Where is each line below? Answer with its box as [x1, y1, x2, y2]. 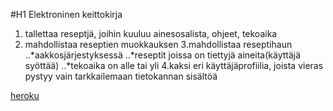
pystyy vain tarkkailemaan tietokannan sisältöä [24, 70, 218, 82]
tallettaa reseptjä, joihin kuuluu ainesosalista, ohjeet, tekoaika [24, 28, 278, 39]
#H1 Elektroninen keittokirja [10, 9, 123, 20]
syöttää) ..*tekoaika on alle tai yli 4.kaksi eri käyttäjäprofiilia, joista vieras [24, 60, 324, 71]
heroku [10, 90, 40, 101]
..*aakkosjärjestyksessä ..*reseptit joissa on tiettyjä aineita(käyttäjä [24, 49, 302, 61]
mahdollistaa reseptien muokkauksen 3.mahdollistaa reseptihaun [24, 39, 293, 50]
